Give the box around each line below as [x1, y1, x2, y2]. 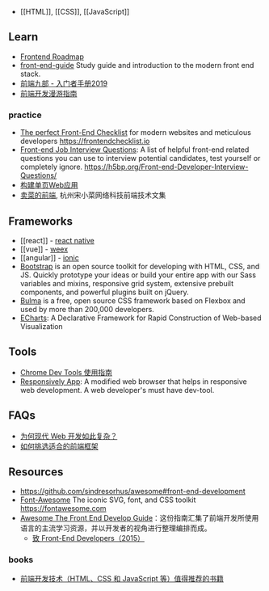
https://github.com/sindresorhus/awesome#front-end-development [19, 487, 246, 496]
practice [8, 109, 42, 120]
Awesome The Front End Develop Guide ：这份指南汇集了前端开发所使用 [19, 513, 259, 523]
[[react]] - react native [19, 235, 95, 245]
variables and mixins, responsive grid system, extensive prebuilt [19, 278, 234, 288]
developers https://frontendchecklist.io [19, 137, 150, 146]
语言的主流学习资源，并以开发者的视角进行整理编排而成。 [19, 523, 212, 533]
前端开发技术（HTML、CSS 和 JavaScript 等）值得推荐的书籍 [19, 573, 225, 583]
